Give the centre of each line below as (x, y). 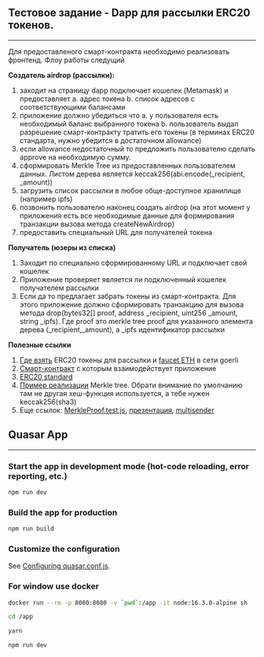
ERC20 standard (46, 376)
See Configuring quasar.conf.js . (59, 566)
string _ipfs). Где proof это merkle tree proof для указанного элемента (136, 321)
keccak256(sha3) (48, 402)
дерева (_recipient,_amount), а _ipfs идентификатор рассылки (122, 329)
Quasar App (38, 435)
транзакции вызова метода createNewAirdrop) (97, 224)
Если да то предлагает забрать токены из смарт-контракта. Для (128, 296)
